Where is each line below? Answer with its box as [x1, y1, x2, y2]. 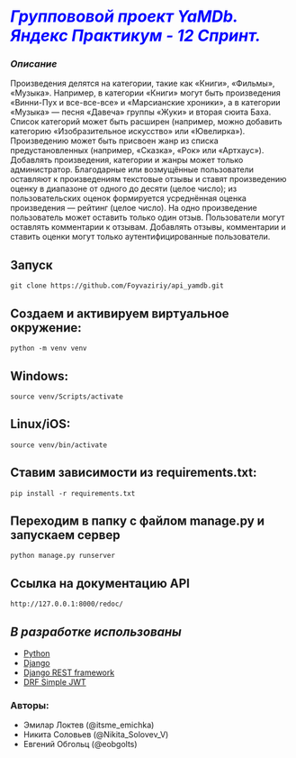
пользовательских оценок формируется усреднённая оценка [10, 193, 247, 204]
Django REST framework [22, 667, 115, 678]
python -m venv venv [10, 344, 88, 353]
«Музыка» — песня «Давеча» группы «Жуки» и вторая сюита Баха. [10, 106, 272, 118]
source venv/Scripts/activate [10, 392, 124, 401]
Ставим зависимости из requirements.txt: [10, 465, 257, 480]
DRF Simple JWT [22, 676, 86, 687]
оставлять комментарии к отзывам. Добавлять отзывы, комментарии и [10, 222, 286, 233]
